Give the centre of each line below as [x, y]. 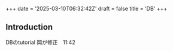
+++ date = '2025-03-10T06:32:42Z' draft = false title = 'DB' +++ [86, 9]
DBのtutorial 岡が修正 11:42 [40, 42]
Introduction [29, 27]
